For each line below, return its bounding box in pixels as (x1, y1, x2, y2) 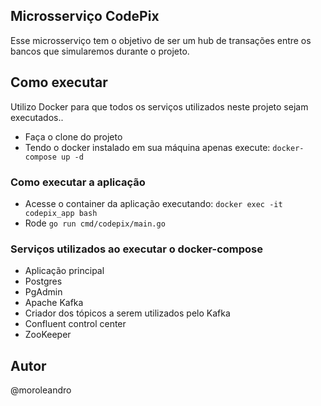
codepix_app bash (24, 208, 98, 218)
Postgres (24, 275, 63, 288)
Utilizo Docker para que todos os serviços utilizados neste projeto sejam (10, 100, 309, 113)
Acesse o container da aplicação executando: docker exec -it (24, 197, 283, 209)
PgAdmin (24, 286, 63, 298)
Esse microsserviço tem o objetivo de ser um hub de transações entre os (10, 34, 312, 46)
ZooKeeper (24, 329, 72, 341)
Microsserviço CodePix (10, 8, 160, 25)
